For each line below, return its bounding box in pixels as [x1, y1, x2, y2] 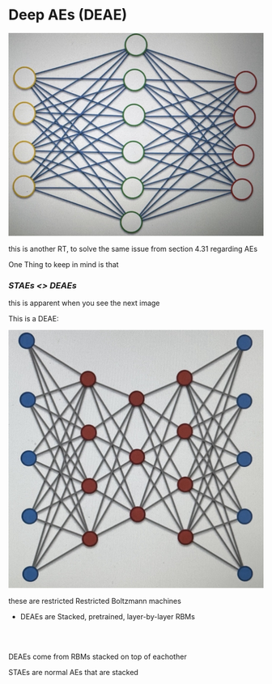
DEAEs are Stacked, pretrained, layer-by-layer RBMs [19, 611, 196, 621]
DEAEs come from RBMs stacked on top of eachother [8, 652, 188, 661]
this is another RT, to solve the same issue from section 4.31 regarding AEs [8, 244, 257, 253]
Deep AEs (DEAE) [8, 6, 128, 24]
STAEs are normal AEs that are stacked [8, 667, 139, 677]
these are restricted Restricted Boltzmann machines [8, 596, 182, 605]
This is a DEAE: [8, 313, 59, 323]
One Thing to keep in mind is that [8, 259, 119, 269]
